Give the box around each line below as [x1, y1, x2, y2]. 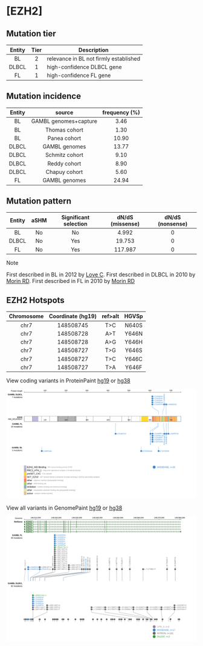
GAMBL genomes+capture [31, 118, 98, 125]
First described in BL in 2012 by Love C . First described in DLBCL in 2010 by [6, 271, 196, 278]
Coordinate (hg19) [48, 313, 97, 320]
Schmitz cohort [45, 152, 83, 159]
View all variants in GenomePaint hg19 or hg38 [6, 504, 123, 511]
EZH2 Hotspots [6, 295, 65, 305]
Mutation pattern [6, 196, 71, 206]
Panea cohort [47, 135, 82, 142]
